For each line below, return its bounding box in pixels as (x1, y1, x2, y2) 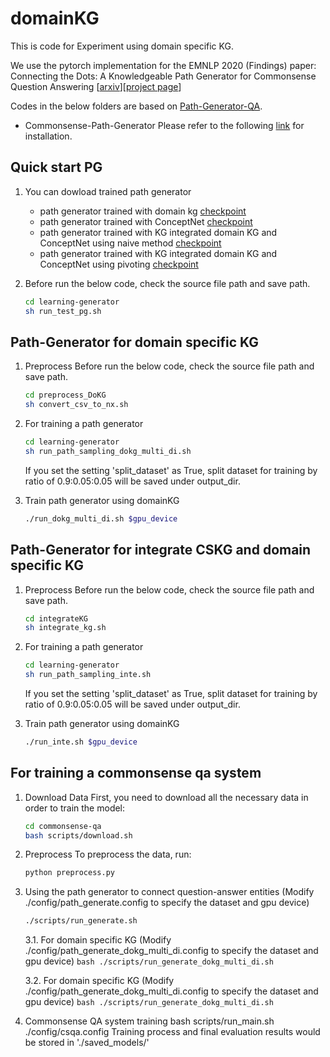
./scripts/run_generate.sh (24, 916, 138, 926)
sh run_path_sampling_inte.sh (24, 670, 152, 680)
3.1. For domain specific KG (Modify (24, 934, 172, 946)
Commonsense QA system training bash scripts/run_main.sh (24, 1015, 275, 1027)
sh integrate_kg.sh (24, 623, 107, 633)
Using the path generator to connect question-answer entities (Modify (24, 886, 315, 898)
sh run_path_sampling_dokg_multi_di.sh (24, 446, 192, 456)
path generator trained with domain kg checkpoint (39, 205, 247, 217)
